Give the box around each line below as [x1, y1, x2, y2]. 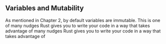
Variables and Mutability [5, 4, 84, 12]
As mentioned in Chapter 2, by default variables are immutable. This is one [5, 17, 160, 23]
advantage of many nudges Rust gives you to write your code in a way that [5, 27, 161, 34]
